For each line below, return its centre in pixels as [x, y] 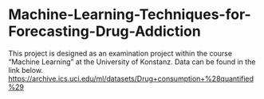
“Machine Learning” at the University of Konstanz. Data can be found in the [132, 62]
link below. [26, 70]
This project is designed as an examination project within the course [120, 53]
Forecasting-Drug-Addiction [104, 31]
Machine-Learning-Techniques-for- [130, 15]
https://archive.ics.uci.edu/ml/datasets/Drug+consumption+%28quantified [131, 78]
